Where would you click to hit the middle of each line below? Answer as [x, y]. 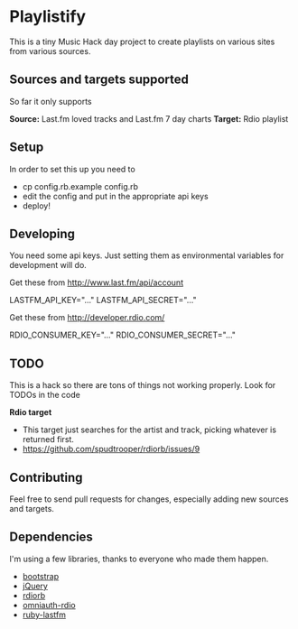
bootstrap [41, 576]
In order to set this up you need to [72, 169]
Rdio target [31, 412]
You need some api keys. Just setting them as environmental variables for [147, 255]
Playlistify [48, 17]
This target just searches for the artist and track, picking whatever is [149, 430]
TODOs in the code [45, 395]
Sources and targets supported [99, 80]
